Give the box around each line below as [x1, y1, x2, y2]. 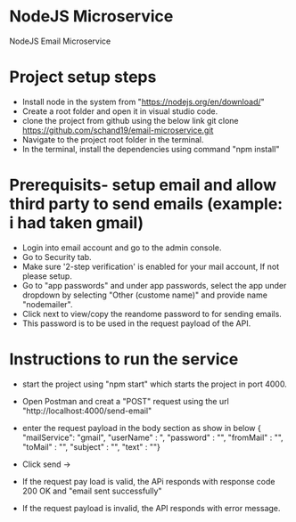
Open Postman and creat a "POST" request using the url [21, 396, 229, 406]
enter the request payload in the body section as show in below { [21, 422, 261, 433]
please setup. [21, 270, 73, 281]
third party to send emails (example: [9, 194, 284, 215]
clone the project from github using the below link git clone [21, 115, 239, 126]
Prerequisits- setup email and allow [9, 175, 276, 195]
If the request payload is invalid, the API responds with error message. [21, 502, 281, 513]
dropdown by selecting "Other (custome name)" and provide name [21, 290, 267, 300]
